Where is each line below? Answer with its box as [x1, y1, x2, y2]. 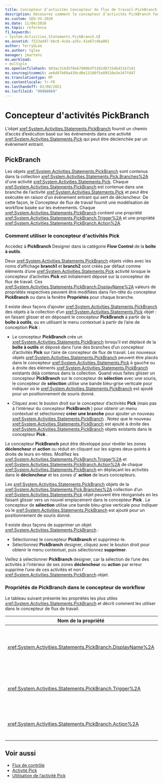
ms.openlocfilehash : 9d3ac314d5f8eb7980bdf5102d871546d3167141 [5, 66, 136, 71]
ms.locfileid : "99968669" [5, 89, 57, 94]
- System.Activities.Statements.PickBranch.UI [5, 35, 101, 39]
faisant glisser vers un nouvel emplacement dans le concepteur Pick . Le [5, 497, 150, 503]
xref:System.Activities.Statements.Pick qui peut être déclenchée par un [5, 136, 148, 142]
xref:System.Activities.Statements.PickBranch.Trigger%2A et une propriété [5, 215, 155, 221]
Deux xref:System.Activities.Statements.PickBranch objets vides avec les [5, 258, 151, 264]
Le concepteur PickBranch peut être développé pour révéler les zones [5, 441, 147, 447]
